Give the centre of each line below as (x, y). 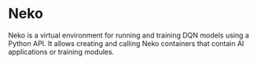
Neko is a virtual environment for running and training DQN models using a (129, 35)
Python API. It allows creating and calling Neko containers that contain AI (126, 43)
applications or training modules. (61, 52)
